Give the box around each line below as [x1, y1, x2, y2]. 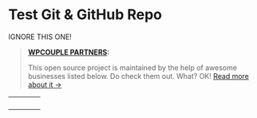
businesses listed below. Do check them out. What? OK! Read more [27, 71, 250, 81]
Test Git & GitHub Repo [8, 6, 162, 24]
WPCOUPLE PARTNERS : [27, 47, 110, 57]
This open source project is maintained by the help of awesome [27, 62, 238, 73]
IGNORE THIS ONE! [8, 32, 72, 41]
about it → [27, 80, 62, 89]
